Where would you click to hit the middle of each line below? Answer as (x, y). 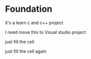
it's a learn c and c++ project (34, 23)
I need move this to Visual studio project (45, 32)
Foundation (29, 9)
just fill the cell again (26, 51)
